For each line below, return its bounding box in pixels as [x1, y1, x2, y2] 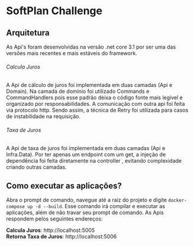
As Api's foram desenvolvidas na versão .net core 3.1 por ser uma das [6, 43, 176, 50]
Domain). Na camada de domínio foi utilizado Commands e [6, 88, 150, 95]
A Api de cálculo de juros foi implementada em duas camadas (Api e [6, 82, 173, 89]
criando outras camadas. [6, 164, 67, 171]
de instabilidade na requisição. [6, 113, 81, 120]
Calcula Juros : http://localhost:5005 [6, 226, 95, 234]
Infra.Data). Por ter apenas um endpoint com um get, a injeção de [6, 151, 166, 158]
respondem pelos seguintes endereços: [6, 215, 103, 222]
